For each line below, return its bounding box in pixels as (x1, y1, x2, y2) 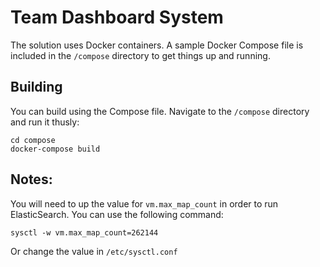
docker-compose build (10, 144, 101, 154)
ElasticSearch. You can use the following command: (10, 208, 224, 220)
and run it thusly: (10, 116, 80, 128)
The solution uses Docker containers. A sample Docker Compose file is (10, 39, 304, 51)
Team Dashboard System (10, 6, 224, 29)
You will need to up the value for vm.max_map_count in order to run (10, 197, 279, 210)
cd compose (10, 135, 56, 145)
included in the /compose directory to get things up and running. (10, 49, 271, 61)
